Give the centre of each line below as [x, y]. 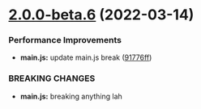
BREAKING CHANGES [52, 78]
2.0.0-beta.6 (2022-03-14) [101, 15]
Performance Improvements [65, 40]
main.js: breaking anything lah [71, 96]
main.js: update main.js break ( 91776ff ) [86, 57]
